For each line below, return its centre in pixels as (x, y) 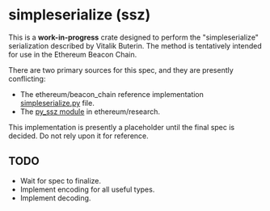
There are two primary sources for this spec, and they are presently (121, 70)
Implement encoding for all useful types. (87, 189)
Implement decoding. (55, 198)
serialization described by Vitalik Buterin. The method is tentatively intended (135, 45)
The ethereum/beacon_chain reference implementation (112, 94)
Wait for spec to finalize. (61, 180)
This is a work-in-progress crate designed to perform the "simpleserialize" (133, 37)
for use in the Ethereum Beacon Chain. (73, 54)
